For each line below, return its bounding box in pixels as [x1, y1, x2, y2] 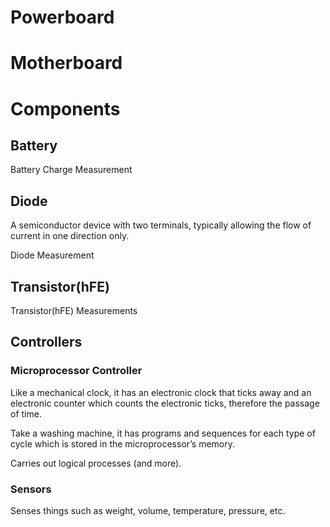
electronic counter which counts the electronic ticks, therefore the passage [10, 397, 320, 409]
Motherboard [10, 52, 123, 75]
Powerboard [10, 6, 115, 29]
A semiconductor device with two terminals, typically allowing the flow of [10, 219, 312, 231]
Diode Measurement [10, 249, 95, 261]
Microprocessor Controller [10, 364, 143, 378]
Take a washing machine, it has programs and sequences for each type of [10, 427, 316, 439]
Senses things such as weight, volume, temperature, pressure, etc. [10, 504, 286, 516]
